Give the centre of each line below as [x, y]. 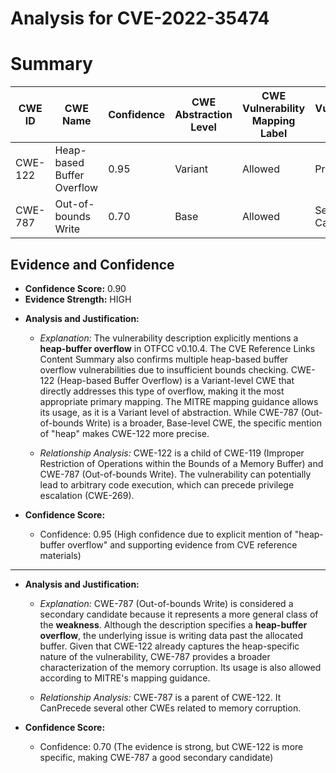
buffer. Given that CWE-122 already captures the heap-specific [169, 646]
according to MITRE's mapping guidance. [125, 678]
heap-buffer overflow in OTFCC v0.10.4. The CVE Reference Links [177, 348]
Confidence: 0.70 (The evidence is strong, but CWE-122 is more [171, 746]
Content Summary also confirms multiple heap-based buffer [164, 359]
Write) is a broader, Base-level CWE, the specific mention [203, 423]
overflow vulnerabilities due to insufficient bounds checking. [164, 369]
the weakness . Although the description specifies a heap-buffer [173, 624]
